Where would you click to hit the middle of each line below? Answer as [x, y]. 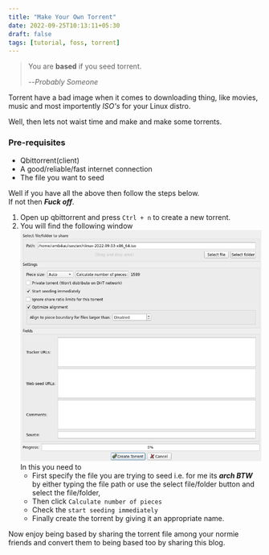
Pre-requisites [37, 143]
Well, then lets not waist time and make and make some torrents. [115, 122]
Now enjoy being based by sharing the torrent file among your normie [124, 534]
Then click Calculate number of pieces [97, 501]
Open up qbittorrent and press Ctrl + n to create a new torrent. [125, 217]
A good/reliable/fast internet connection [86, 168]
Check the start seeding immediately [95, 509]
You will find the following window [76, 226]
